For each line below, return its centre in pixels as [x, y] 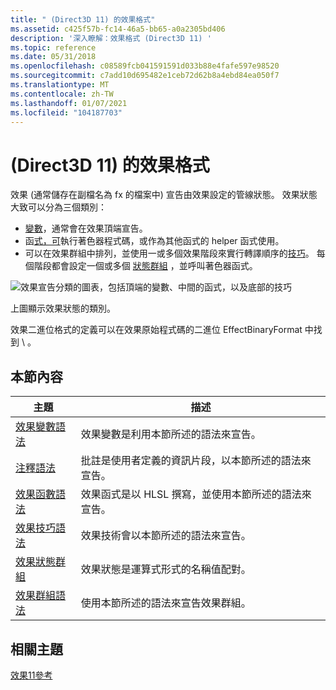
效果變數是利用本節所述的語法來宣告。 [171, 434]
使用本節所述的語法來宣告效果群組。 [166, 603]
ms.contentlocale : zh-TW [62, 94]
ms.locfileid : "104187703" [66, 112]
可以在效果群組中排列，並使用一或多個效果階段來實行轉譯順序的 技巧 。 [169, 253]
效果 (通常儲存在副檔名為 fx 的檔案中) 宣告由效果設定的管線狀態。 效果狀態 [164, 195]
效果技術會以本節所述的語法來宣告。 [166, 536]
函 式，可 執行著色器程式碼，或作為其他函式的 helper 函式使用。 [154, 241]
